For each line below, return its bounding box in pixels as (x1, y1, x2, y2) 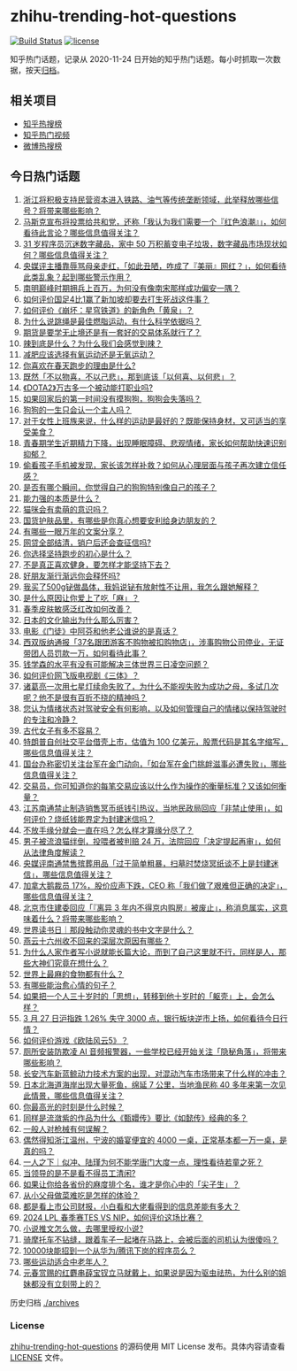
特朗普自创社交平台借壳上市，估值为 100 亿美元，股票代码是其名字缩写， (22, 736, 289, 747)
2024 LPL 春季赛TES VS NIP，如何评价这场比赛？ (22, 1212, 204, 1222)
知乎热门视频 (22, 129, 70, 140)
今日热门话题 (10, 169, 80, 184)
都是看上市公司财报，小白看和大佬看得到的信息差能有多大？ (22, 1201, 240, 1212)
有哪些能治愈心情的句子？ (22, 980, 117, 990)
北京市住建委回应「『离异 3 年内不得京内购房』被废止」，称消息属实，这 (22, 902, 281, 913)
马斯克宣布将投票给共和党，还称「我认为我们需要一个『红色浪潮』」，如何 (22, 216, 286, 227)
